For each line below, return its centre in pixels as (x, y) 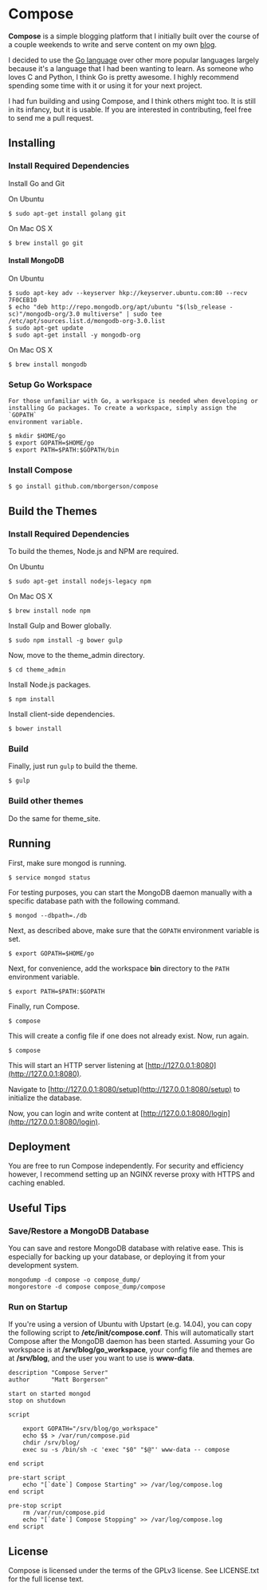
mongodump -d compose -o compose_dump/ (75, 1280)
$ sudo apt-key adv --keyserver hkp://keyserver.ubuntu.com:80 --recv (128, 293)
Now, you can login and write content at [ (76, 1113)
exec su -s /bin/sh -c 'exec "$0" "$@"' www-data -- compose (126, 1450)
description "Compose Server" (59, 1373)
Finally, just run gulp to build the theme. (73, 766)
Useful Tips (37, 1208)
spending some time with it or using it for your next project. (106, 86)
